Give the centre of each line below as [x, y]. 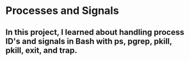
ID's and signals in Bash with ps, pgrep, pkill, [89, 41]
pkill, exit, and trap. [41, 50]
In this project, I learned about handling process [95, 32]
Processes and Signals [62, 11]
